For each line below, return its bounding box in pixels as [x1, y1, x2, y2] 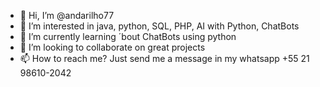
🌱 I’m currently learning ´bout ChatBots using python [19, 31, 237, 42]
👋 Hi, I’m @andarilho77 [19, 10, 115, 21]
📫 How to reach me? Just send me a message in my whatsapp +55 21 [19, 53, 310, 64]
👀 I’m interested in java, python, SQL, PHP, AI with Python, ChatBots [19, 20, 300, 32]
